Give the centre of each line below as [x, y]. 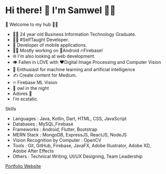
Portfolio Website [23, 166]
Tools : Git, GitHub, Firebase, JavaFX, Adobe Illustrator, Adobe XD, [82, 145]
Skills [11, 109]
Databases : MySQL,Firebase [43, 124]
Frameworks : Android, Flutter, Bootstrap [55, 129]
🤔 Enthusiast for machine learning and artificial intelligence [74, 69]
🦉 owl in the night [31, 88]
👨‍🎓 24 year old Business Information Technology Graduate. [74, 34]
